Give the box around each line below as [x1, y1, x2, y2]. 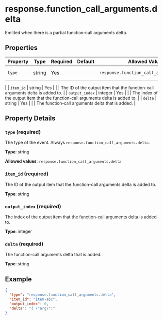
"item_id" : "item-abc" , [9, 297, 57, 302]
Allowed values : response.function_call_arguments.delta [5, 158, 122, 164]
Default [77, 58, 95, 65]
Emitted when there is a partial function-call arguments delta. [5, 30, 128, 35]
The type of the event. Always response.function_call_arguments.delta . [5, 139, 150, 146]
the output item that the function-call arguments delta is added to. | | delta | [5, 95, 157, 101]
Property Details [5, 114, 56, 122]
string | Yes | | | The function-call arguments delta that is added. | [5, 100, 136, 106]
